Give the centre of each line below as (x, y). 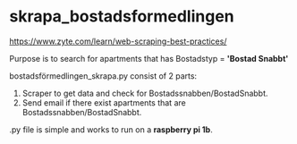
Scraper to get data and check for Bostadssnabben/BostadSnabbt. (145, 93)
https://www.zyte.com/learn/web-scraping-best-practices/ (118, 41)
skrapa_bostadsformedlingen (122, 17)
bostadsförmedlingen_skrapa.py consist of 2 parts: (103, 76)
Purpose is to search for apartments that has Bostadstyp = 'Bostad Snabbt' (149, 58)
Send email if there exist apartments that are (104, 102)
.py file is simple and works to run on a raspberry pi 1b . (111, 129)
